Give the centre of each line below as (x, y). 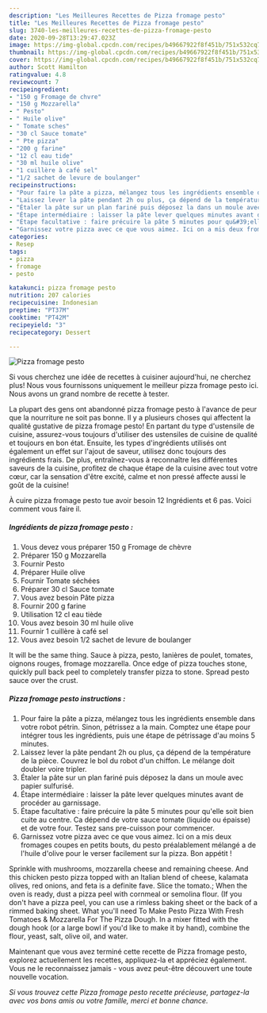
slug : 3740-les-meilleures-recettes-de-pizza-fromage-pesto (111, 30)
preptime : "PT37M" (39, 310)
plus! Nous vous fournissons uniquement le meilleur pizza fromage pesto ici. (134, 386)
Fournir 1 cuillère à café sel (64, 631)
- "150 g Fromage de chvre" (55, 97)
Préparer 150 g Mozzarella (63, 555)
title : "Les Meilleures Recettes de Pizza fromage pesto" (107, 23)
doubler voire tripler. (53, 769)
